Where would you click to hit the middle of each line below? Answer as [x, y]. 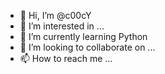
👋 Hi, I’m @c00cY [55, 15]
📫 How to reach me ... [66, 58]
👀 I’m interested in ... [62, 26]
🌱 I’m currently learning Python [83, 36]
